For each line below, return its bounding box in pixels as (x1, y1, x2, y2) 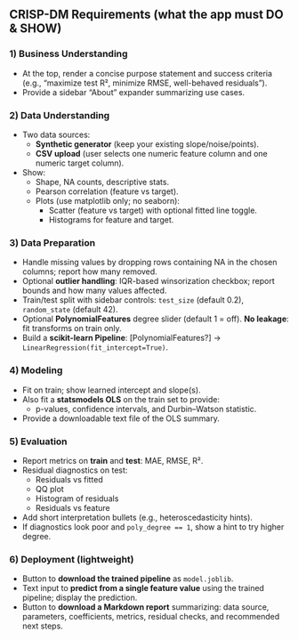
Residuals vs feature (35, 502, 110, 513)
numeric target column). (35, 158, 125, 168)
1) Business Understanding (9, 48, 128, 61)
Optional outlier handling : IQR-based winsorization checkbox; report (21, 276, 276, 287)
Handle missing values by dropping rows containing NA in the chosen (21, 257, 278, 268)
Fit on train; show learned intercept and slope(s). (21, 385, 202, 395)
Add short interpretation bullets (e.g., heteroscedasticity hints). (21, 512, 254, 523)
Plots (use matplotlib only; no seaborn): (35, 195, 181, 206)
